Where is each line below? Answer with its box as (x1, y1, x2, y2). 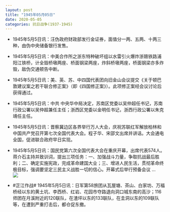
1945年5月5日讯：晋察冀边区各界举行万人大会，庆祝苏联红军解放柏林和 (12, 124, 162, 130)
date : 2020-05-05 (5, 17, 42, 22)
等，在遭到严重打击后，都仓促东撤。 (12, 201, 89, 207)
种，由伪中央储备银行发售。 (12, 43, 71, 49)
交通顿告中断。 (30, 66, 62, 72)
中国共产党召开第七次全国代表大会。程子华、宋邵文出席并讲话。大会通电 (12, 130, 164, 136)
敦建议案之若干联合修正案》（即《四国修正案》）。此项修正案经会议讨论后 (12, 83, 162, 89)
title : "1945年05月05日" (5, 12, 56, 17)
